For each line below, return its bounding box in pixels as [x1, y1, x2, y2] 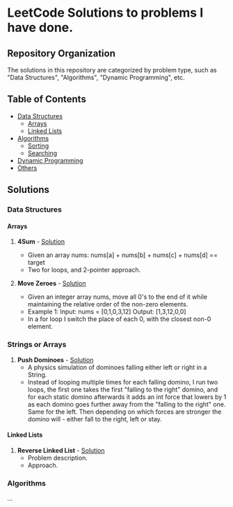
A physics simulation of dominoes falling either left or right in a [27, 363, 207, 371]
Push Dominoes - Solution [17, 355, 94, 364]
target [27, 258, 45, 267]
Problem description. [27, 453, 88, 462]
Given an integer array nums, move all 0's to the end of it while [27, 292, 207, 301]
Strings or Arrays [7, 340, 67, 350]
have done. [7, 19, 74, 36]
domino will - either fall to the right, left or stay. [27, 414, 162, 423]
